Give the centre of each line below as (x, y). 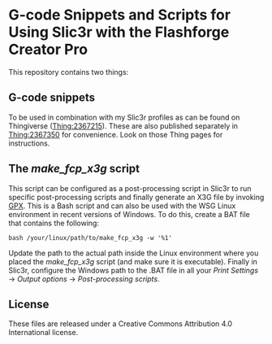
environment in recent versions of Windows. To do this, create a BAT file (129, 214)
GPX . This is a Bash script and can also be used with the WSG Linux (122, 206)
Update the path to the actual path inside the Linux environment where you (134, 253)
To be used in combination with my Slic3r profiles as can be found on (124, 117)
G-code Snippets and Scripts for (120, 15)
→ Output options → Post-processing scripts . (84, 279)
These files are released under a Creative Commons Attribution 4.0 (121, 324)
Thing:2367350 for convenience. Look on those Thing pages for (116, 134)
